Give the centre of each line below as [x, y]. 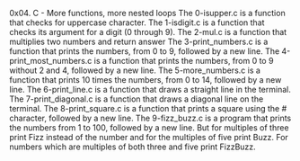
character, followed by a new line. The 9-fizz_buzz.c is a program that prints [150, 118]
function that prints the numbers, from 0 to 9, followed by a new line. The [145, 51]
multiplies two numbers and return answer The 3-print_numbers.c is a [139, 41]
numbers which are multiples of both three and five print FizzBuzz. [132, 147]
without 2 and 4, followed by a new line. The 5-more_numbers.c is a [135, 70]
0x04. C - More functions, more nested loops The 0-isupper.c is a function [147, 13]
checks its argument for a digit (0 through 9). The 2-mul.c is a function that [148, 32]
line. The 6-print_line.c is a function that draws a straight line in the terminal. [150, 89]
